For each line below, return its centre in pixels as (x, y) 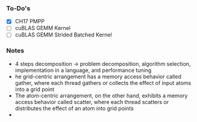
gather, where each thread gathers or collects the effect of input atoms (103, 83)
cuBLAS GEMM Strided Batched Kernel (64, 35)
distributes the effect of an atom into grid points (74, 108)
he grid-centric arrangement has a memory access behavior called (98, 77)
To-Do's (18, 8)
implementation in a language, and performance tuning (83, 70)
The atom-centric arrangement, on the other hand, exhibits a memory (101, 95)
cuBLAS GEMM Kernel (43, 28)
